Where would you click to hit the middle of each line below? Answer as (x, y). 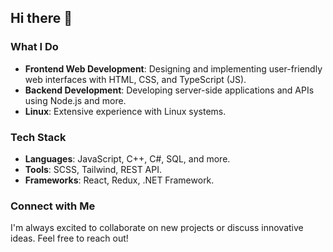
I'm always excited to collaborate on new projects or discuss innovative (157, 228)
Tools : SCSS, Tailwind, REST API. (93, 169)
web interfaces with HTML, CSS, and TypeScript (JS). (135, 79)
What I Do (34, 47)
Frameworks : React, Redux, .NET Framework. (119, 180)
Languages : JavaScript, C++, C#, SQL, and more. (127, 158)
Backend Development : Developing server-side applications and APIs (169, 90)
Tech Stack (38, 137)
